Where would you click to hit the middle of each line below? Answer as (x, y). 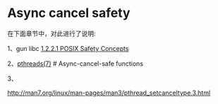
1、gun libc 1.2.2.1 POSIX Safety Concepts (68, 48)
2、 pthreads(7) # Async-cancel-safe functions (75, 63)
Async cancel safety (69, 13)
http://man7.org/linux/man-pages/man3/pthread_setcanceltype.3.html (109, 93)
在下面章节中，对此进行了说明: (52, 33)
